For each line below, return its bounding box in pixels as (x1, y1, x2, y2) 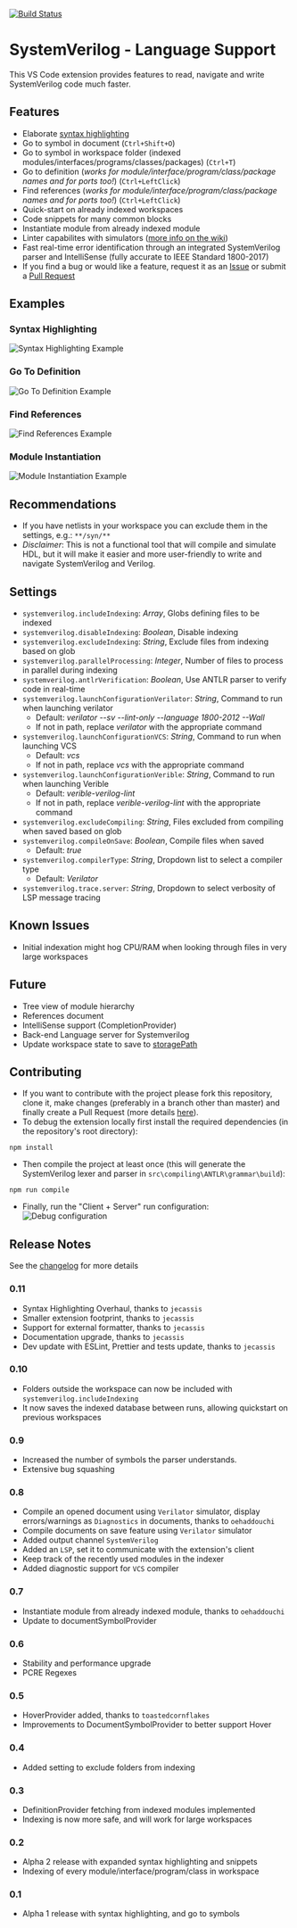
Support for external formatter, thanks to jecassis (21, 1321, 205, 1333)
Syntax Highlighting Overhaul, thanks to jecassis (21, 1303, 202, 1313)
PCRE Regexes (21, 1667, 78, 1677)
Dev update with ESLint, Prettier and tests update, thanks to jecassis (21, 1341, 276, 1352)
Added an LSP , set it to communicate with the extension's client (21, 1544, 254, 1555)
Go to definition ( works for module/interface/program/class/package (21, 166, 276, 177)
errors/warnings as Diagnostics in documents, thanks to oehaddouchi (21, 1516, 275, 1527)
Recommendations (9, 496, 117, 512)
